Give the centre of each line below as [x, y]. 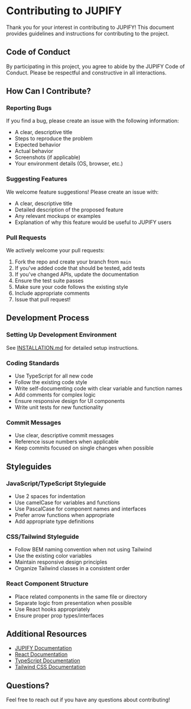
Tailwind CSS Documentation [50, 667]
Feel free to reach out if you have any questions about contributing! [88, 700]
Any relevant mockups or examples [58, 216]
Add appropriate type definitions [54, 521]
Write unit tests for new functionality [59, 407]
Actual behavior [34, 151]
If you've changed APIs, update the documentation [77, 274]
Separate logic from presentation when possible [73, 603]
